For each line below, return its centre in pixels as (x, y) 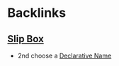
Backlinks (37, 13)
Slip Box (25, 39)
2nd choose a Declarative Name (64, 55)
